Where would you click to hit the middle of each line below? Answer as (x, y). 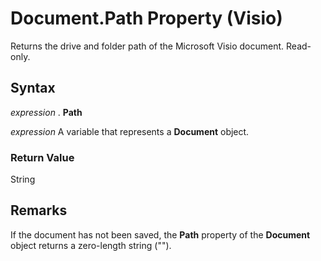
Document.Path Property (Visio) (146, 18)
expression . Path (46, 112)
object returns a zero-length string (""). (91, 245)
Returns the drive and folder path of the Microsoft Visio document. (147, 46)
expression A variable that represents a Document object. (130, 131)
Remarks (39, 210)
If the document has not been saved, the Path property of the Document (160, 234)
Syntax (33, 88)
